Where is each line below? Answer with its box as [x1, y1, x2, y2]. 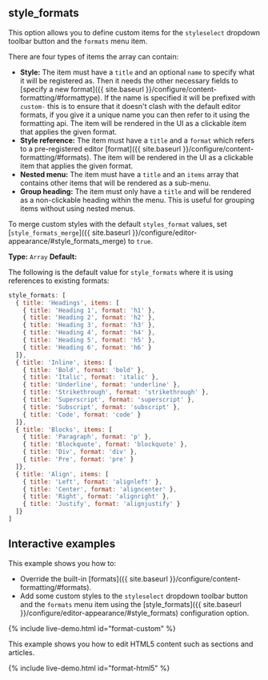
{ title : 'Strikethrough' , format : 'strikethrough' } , [22, 388, 210, 396]
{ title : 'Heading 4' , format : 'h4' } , [22, 329, 156, 337]
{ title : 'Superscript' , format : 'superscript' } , [22, 396, 195, 404]
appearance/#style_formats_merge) [8, 236, 126, 245]
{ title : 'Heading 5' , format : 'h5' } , [22, 336, 156, 344]
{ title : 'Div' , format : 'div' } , [22, 448, 138, 456]
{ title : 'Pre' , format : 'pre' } [22, 455, 134, 463]
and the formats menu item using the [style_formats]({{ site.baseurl [19, 599, 242, 609]
